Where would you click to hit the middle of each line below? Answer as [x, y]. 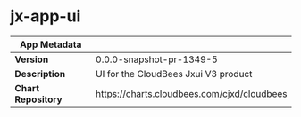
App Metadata [51, 44]
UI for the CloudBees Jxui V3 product [174, 74]
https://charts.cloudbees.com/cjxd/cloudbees [192, 93]
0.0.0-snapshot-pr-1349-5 [157, 59]
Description [40, 74]
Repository [38, 99]
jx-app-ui [46, 16]
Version [32, 59]
